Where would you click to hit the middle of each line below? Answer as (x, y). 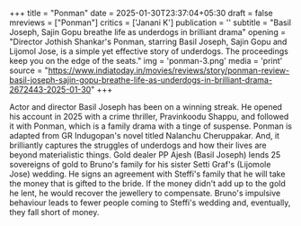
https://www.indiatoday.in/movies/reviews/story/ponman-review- (169, 70)
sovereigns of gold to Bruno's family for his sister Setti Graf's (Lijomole (140, 164)
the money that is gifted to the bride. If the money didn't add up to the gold (147, 183)
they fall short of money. (54, 212)
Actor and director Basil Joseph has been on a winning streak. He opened (146, 107)
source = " (29, 70)
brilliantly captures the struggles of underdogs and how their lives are (138, 145)
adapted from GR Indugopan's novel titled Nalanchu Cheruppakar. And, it (145, 136)
